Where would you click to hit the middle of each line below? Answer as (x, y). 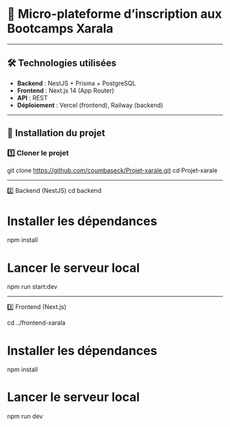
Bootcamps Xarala (60, 28)
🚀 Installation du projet (56, 133)
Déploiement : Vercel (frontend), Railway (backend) (90, 105)
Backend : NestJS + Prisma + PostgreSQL (76, 83)
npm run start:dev (33, 287)
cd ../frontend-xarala (36, 323)
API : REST (32, 97)
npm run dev (25, 416)
